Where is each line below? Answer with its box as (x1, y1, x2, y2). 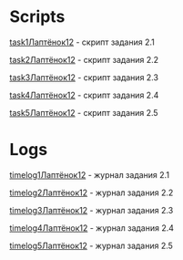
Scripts (9, 6, 66, 27)
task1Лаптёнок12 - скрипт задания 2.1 (9, 36, 155, 47)
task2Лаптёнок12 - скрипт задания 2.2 (9, 54, 159, 65)
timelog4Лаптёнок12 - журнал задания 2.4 (9, 222, 175, 234)
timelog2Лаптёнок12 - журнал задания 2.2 (9, 187, 174, 198)
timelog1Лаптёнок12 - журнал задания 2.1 (9, 169, 170, 180)
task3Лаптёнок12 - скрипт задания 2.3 (9, 71, 159, 83)
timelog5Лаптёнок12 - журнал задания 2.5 (9, 240, 173, 251)
